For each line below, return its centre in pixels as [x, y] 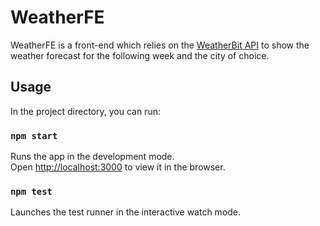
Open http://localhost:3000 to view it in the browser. [118, 167]
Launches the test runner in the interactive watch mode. [126, 212]
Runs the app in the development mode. [92, 157]
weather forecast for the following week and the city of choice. [140, 55]
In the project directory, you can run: [85, 111]
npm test [31, 191]
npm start [34, 135]
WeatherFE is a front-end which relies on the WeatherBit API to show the [160, 45]
